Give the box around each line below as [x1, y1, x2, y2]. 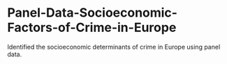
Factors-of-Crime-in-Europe [7, 19, 177, 35]
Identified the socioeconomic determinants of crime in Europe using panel [7, 42, 221, 51]
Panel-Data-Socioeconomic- [7, 5, 178, 21]
